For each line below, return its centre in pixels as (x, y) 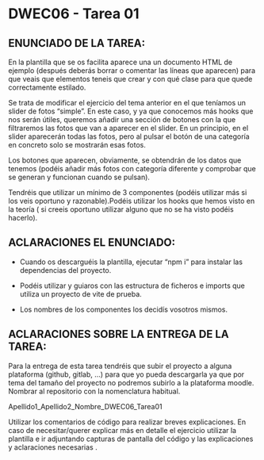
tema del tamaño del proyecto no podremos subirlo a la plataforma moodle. (131, 382)
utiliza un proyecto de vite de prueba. (81, 293)
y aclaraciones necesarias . (53, 447)
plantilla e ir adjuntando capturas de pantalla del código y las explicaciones (131, 439)
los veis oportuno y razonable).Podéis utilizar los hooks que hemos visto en (132, 201)
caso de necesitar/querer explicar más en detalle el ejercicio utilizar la (122, 430)
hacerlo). (23, 218)
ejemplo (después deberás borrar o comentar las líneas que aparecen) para (132, 71)
